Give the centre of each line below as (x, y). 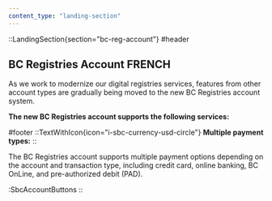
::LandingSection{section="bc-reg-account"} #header (99, 39)
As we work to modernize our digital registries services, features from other (135, 84)
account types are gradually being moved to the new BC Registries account (134, 92)
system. (21, 101)
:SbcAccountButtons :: (46, 190)
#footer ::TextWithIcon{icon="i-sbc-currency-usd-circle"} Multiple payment (136, 133)
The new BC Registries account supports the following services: (119, 117)
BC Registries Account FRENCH (90, 64)
